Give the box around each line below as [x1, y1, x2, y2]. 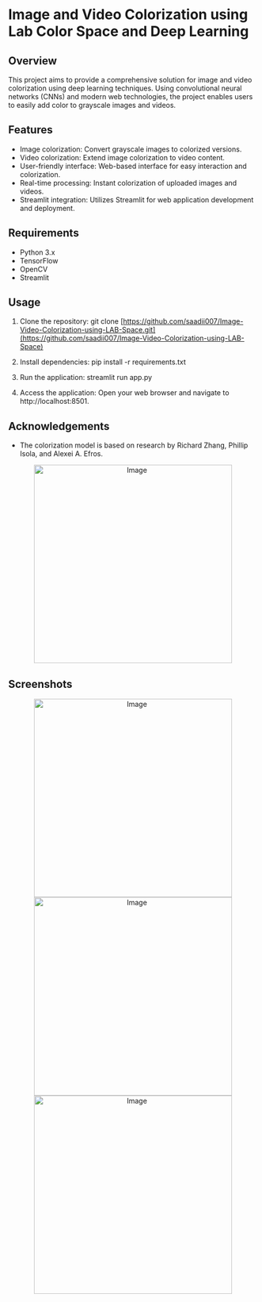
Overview [8, 54, 58, 67]
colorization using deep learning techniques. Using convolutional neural [8, 83, 242, 93]
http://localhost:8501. [19, 397, 89, 406]
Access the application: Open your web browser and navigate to [19, 388, 230, 398]
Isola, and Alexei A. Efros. [19, 449, 104, 459]
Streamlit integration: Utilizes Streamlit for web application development [19, 194, 254, 204]
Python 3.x [19, 248, 55, 257]
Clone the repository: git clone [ [19, 317, 124, 326]
